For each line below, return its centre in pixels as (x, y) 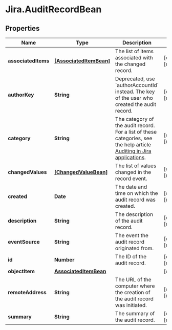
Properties (23, 28)
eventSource (24, 242)
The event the (132, 235)
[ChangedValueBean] (81, 172)
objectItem (21, 271)
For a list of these (136, 132)
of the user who (134, 98)
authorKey (21, 95)
